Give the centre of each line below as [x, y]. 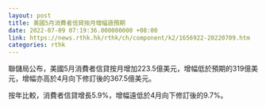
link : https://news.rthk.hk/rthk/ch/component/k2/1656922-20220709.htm [129, 38]
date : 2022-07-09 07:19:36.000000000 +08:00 [83, 30]
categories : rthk [37, 45]
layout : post [30, 15]
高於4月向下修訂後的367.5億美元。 [99, 78]
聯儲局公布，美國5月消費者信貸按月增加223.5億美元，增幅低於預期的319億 [130, 69]
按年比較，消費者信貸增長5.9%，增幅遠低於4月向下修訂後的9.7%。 [118, 95]
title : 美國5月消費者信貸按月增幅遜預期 [67, 23]
